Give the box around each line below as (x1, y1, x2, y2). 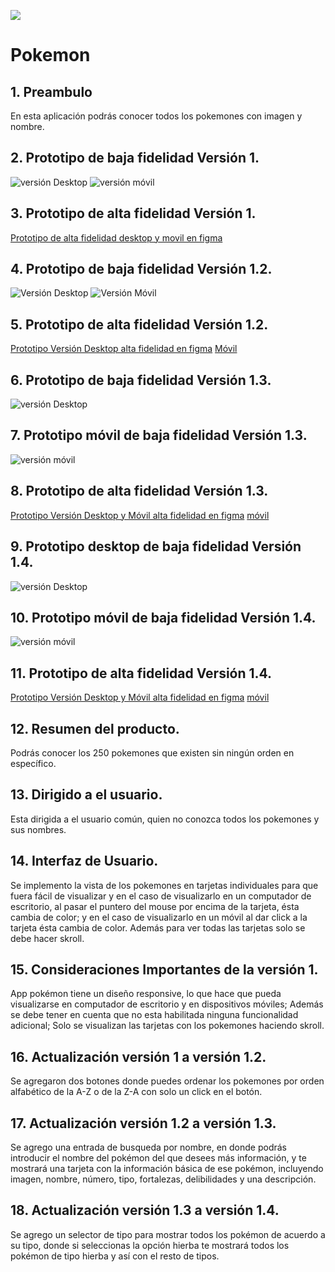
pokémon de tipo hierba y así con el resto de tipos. (10, 1250, 220, 1262)
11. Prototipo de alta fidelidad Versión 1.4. (10, 665, 273, 682)
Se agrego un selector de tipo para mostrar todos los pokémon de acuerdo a (10, 1228, 326, 1240)
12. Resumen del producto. (10, 720, 180, 737)
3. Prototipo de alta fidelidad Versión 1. (10, 205, 257, 222)
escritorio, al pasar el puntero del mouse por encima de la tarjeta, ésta (10, 900, 300, 912)
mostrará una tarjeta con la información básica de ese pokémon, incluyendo (10, 1163, 324, 1174)
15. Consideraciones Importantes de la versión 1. (10, 961, 319, 978)
